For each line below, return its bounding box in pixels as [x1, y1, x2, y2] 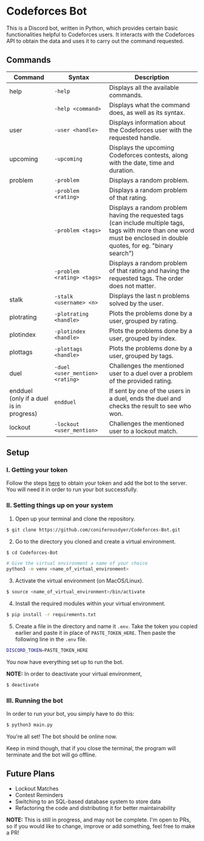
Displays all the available [109, 83, 179, 92]
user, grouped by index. [109, 334, 177, 342]
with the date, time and [109, 158, 174, 167]
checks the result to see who [109, 401, 191, 410]
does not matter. [109, 282, 156, 290]
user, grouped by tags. [109, 351, 174, 360]
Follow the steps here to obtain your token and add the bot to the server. [6, 479, 187, 487]
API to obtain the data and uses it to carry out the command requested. [6, 37, 184, 44]
